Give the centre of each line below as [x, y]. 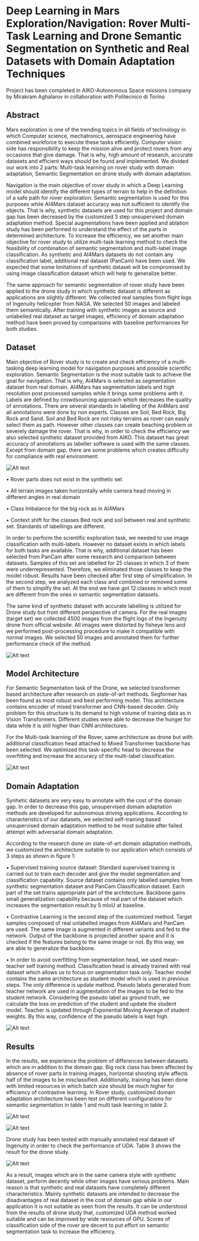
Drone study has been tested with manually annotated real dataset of [90, 1139]
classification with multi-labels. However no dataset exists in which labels [96, 544]
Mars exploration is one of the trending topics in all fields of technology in [96, 129]
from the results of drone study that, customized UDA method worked [91, 1213]
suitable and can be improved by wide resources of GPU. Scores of [88, 1219]
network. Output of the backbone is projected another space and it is [90, 936]
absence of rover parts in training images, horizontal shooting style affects [97, 1073]
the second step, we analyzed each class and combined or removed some [97, 581]
